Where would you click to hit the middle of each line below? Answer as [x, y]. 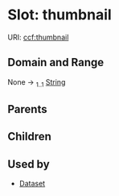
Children [29, 137]
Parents [27, 109]
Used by [29, 164]
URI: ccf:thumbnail [38, 37]
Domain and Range [56, 63]
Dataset [32, 184]
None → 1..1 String [37, 83]
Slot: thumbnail [59, 15]
